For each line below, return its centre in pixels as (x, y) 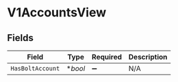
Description (148, 57)
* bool (76, 68)
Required (106, 57)
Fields (21, 38)
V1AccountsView (57, 13)
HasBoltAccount (35, 69)
